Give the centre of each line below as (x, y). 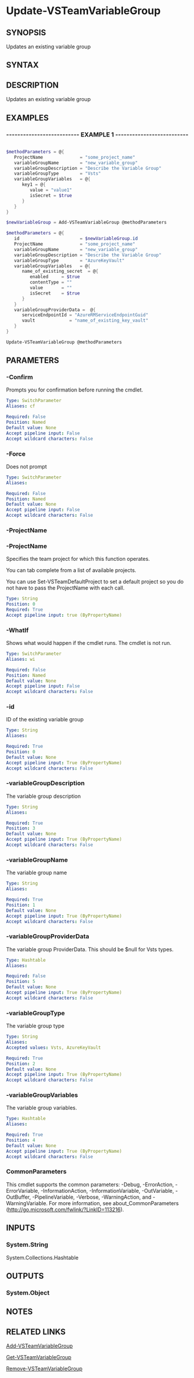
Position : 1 (21, 905)
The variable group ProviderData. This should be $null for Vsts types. (90, 949)
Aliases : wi (21, 659)
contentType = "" (51, 282)
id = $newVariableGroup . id (76, 239)
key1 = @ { (34, 185)
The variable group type (35, 1026)
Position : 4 (21, 1140)
